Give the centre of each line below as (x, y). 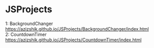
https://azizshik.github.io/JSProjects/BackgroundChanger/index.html (77, 29)
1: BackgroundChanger (29, 23)
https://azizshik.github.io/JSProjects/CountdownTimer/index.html (73, 40)
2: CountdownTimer (26, 34)
